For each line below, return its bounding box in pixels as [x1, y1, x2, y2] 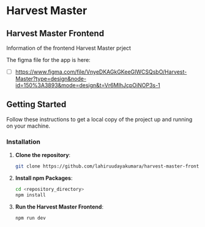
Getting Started [6, 99, 67, 110]
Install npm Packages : [15, 174, 73, 182]
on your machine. [6, 122, 51, 129]
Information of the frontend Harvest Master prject [6, 44, 132, 52]
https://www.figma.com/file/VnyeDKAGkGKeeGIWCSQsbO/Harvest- [15, 68, 187, 75]
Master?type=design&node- [15, 75, 87, 83]
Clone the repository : [15, 152, 71, 159]
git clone [15, 163, 41, 169]
